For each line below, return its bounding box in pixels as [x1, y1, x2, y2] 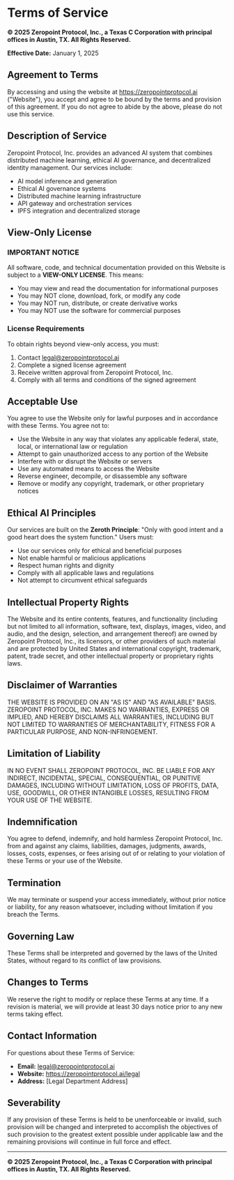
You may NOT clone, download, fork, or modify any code [17, 291, 181, 300]
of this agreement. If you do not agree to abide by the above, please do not [7, 102, 223, 111]
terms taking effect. [7, 1009, 64, 1018]
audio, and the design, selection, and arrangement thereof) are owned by [7, 629, 218, 638]
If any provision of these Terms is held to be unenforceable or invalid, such [7, 1115, 222, 1124]
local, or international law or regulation [17, 443, 128, 451]
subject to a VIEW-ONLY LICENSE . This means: [7, 270, 144, 279]
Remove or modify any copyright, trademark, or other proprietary [17, 480, 204, 488]
